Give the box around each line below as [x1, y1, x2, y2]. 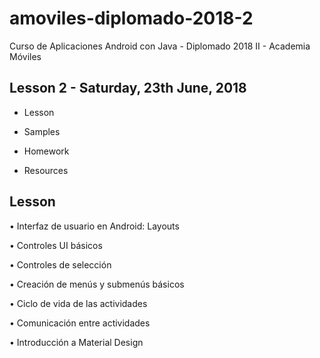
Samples [23, 125, 61, 137]
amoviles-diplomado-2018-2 [9, 7, 254, 30]
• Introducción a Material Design [9, 336, 144, 348]
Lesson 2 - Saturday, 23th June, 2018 [9, 80, 247, 97]
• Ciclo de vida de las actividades [9, 297, 148, 309]
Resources [23, 164, 69, 176]
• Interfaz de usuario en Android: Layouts [9, 220, 180, 232]
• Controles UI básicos [9, 239, 103, 251]
